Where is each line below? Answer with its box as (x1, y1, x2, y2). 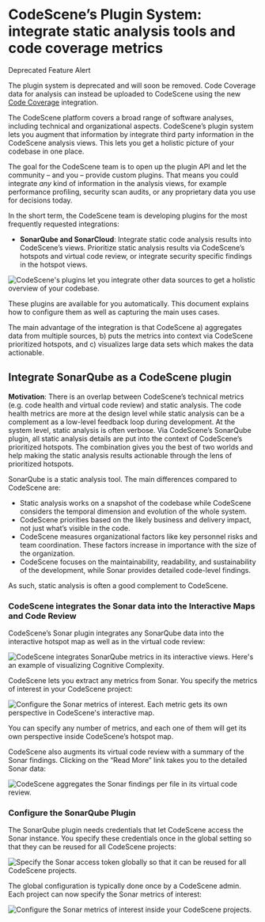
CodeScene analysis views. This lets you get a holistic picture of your (8, 138, 235, 147)
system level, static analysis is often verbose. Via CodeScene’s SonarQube (8, 425, 252, 434)
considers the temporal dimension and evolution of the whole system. (19, 507, 248, 516)
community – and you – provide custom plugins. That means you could (8, 170, 239, 180)
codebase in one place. (8, 146, 85, 156)
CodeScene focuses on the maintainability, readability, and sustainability (19, 556, 256, 567)
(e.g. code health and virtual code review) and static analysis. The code (8, 400, 242, 409)
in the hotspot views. (19, 260, 89, 269)
